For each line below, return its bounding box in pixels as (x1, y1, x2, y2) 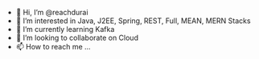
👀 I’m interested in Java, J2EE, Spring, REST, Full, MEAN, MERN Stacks (15, 16, 251, 26)
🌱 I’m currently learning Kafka (15, 25, 115, 33)
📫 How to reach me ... (15, 42, 91, 51)
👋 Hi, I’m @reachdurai (15, 8, 88, 17)
